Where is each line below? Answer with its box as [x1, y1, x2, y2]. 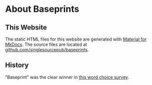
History [5, 61, 29, 70]
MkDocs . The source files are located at [5, 42, 87, 47]
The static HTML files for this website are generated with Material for [5, 36, 147, 42]
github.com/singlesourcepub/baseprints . [5, 47, 89, 52]
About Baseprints [5, 3, 80, 15]
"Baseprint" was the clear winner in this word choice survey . [5, 74, 130, 80]
